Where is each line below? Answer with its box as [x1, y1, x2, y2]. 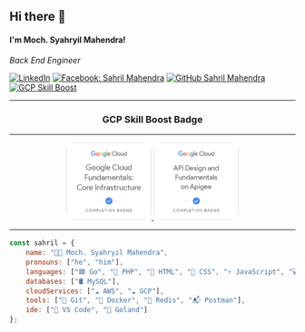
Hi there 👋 [9, 9, 66, 24]
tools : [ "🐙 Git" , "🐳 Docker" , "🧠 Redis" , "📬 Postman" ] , [25, 296, 246, 305]
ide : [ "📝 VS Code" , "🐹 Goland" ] [25, 306, 148, 315]
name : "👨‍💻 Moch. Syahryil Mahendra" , [25, 249, 169, 258]
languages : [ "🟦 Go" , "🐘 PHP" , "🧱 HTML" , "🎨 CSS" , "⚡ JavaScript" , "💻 [25, 267, 300, 277]
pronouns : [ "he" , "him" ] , [25, 258, 124, 267]
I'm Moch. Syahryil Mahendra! [9, 34, 126, 45]
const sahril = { [9, 239, 75, 248]
